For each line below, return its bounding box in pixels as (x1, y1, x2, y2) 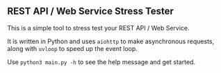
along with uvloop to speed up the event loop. (7, 44, 138, 52)
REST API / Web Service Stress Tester (7, 6, 174, 17)
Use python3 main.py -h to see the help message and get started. (7, 58, 196, 66)
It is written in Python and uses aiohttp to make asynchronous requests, (7, 37, 215, 45)
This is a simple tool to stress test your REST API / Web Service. (7, 23, 190, 32)
